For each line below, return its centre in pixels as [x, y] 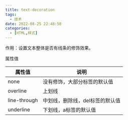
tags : [11, 14]
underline [19, 109]
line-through [23, 100]
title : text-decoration [30, 10]
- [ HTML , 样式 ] [24, 33]
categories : [18, 28]
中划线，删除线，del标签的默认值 [81, 100]
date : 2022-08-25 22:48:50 [33, 24]
